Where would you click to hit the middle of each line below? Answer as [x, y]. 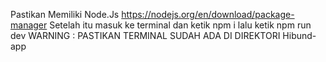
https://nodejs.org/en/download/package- [208, 14]
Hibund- [299, 35]
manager [29, 25]
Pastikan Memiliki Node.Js [65, 14]
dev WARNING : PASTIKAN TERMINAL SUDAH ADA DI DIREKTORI [145, 35]
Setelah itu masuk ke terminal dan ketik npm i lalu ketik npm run [180, 25]
